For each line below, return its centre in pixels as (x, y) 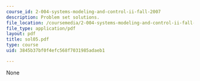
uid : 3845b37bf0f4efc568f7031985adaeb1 (56, 51)
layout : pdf (21, 34)
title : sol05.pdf (28, 39)
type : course (22, 45)
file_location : (25, 23)
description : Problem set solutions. (53, 17)
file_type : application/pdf (41, 28)
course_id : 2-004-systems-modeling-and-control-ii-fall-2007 (84, 12)
